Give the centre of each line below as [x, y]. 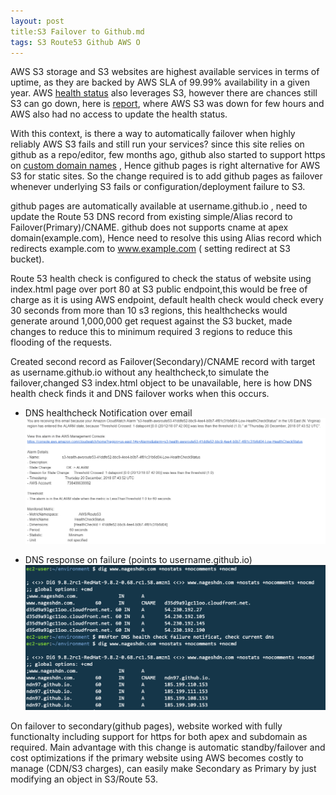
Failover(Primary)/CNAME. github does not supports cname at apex [149, 227]
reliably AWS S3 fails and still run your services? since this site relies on [157, 144]
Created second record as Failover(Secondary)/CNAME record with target [163, 362]
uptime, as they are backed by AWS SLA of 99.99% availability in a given [160, 82]
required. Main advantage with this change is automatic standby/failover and [168, 747]
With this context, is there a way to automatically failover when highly [153, 134]
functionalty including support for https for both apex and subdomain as [159, 736]
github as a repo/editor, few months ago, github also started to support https [168, 155]
